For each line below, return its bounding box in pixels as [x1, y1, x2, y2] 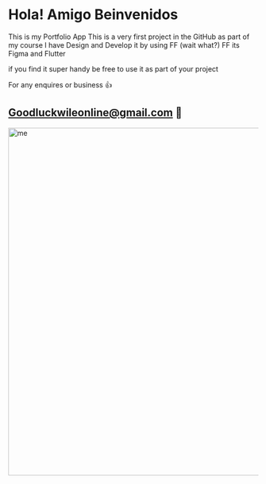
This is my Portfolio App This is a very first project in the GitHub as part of [8, 32, 250, 41]
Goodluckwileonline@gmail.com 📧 [8, 106, 183, 120]
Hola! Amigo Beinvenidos [8, 6, 179, 24]
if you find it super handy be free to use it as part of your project [8, 64, 218, 73]
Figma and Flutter [8, 48, 66, 58]
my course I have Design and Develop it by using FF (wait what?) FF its [8, 40, 240, 49]
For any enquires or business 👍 [8, 79, 113, 89]
